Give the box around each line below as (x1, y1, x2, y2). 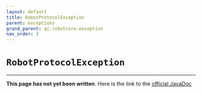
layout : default (6, 8, 47, 15)
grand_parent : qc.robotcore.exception (6, 25, 103, 32)
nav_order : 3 (6, 31, 39, 37)
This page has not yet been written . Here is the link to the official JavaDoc (6, 80, 192, 88)
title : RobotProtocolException (6, 14, 85, 20)
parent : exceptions (6, 20, 55, 26)
